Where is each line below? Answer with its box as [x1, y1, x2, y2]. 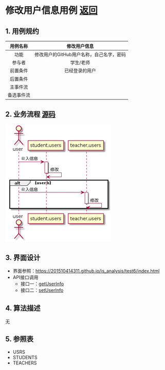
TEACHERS [12, 360, 37, 366]
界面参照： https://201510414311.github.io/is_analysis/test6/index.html [12, 268, 160, 274]
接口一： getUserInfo [20, 281, 64, 287]
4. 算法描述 [5, 304, 41, 312]
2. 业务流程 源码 [5, 110, 56, 118]
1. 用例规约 [5, 27, 40, 36]
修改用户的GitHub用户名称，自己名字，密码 [34, 51, 126, 57]
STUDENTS [12, 354, 38, 360]
